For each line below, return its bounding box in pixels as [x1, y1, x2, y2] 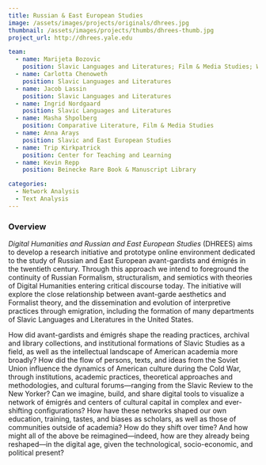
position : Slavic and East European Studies [22, 136, 172, 144]
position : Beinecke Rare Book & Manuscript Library [22, 166, 196, 174]
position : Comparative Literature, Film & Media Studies [22, 122, 215, 130]
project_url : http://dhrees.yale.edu [8, 33, 133, 42]
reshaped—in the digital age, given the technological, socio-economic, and [8, 440, 253, 449]
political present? [8, 448, 65, 458]
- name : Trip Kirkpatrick [15, 143, 101, 151]
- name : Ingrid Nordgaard [15, 100, 101, 108]
